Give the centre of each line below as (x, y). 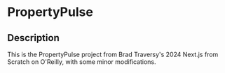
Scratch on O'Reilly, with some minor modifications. (82, 62)
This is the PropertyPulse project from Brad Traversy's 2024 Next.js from (113, 54)
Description (33, 38)
